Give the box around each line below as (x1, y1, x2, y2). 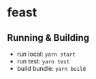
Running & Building (7, 32, 90, 44)
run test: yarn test (16, 57, 70, 65)
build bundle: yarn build (16, 65, 86, 72)
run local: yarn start (16, 50, 76, 58)
